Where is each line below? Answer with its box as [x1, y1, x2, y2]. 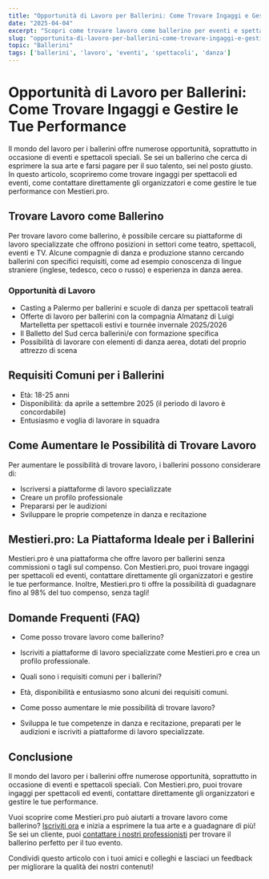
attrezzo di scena [19, 346, 78, 355]
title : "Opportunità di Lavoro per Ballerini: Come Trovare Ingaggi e [8, 11, 249, 20]
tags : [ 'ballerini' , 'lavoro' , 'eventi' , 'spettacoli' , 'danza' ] [8, 49, 231, 57]
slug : [8, 34, 26, 42]
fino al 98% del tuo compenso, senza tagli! [8, 588, 150, 597]
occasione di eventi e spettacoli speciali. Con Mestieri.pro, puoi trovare [8, 780, 243, 789]
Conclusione [8, 750, 74, 764]
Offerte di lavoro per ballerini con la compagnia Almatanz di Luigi [19, 311, 235, 321]
